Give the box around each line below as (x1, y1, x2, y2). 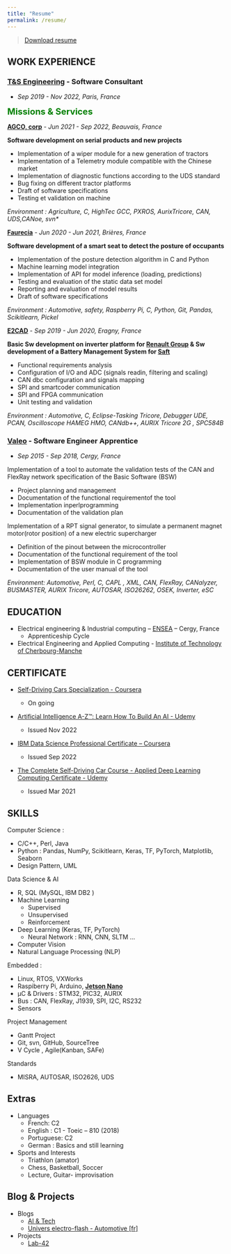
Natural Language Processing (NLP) (17, 947, 121, 955)
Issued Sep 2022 (27, 753, 77, 761)
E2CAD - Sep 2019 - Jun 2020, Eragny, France (7, 326, 142, 335)
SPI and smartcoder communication (17, 383, 120, 392)
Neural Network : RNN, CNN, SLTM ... (27, 932, 136, 941)
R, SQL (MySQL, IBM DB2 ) (17, 888, 95, 896)
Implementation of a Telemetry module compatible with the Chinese (17, 157, 212, 166)
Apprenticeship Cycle (27, 632, 90, 640)
